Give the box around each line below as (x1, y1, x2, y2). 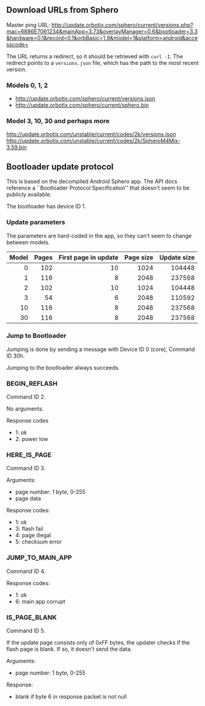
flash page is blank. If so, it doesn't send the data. (6, 645, 133, 653)
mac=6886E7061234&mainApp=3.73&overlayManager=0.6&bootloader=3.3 (6, 28, 198, 35)
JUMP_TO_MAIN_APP (6, 553, 72, 562)
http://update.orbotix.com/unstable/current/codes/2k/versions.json (6, 131, 176, 138)
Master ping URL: (6, 21, 50, 28)
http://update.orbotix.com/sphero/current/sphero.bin (15, 101, 149, 109)
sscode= (6, 40, 29, 48)
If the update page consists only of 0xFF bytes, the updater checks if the (6, 639, 190, 646)
